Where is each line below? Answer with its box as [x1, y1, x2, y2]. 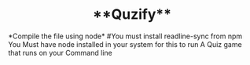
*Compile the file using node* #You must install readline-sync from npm [8, 31, 243, 41]
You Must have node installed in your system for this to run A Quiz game [8, 39, 242, 49]
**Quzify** [93, 5, 171, 23]
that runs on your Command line [8, 48, 112, 57]
